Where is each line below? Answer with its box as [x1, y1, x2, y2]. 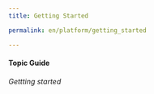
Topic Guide [8, 58, 50, 68]
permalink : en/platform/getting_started [8, 26, 148, 35]
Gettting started [8, 76, 62, 86]
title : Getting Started [8, 11, 89, 20]
